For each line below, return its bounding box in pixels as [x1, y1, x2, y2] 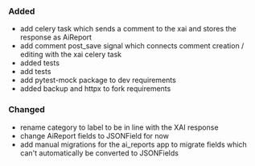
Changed [8, 104, 46, 115]
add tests [19, 67, 51, 77]
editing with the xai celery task [19, 50, 122, 60]
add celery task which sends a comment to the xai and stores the [19, 24, 236, 34]
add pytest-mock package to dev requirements [19, 75, 177, 85]
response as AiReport [19, 32, 93, 42]
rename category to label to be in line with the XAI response [19, 122, 219, 132]
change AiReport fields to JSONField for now [19, 131, 169, 140]
